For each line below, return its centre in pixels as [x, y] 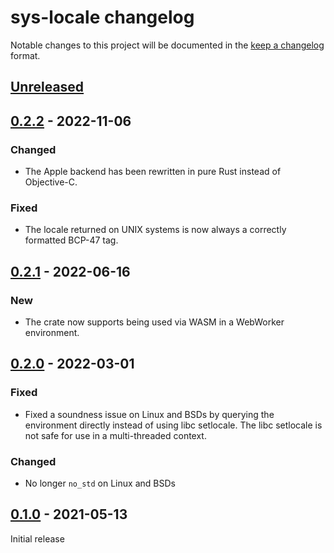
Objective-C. [51, 182]
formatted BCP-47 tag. [71, 240]
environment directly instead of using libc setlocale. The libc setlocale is [173, 425]
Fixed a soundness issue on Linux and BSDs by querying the [149, 414]
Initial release [37, 538]
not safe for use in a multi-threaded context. [115, 435]
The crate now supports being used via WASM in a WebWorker [154, 322]
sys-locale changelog [102, 17]
